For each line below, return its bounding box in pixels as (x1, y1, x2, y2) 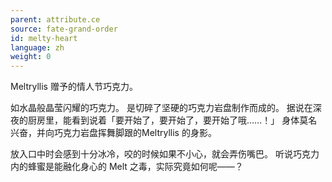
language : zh (10, 42, 65, 53)
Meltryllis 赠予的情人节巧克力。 (10, 81, 138, 93)
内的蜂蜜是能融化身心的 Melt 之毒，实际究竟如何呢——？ (10, 161, 244, 173)
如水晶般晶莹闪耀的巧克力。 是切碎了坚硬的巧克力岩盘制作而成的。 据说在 (10, 102, 313, 114)
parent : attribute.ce (10, 14, 101, 25)
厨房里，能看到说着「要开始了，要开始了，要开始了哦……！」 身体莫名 (27, 114, 318, 126)
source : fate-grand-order (10, 24, 118, 34)
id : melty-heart (10, 33, 78, 43)
